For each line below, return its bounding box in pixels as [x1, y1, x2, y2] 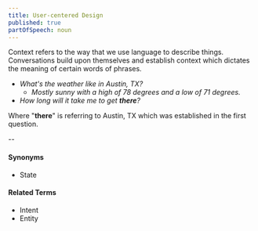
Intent [19, 205, 39, 215]
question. [8, 119, 39, 129]
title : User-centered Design [8, 11, 104, 20]
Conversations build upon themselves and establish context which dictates [8, 56, 250, 65]
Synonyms [8, 152, 45, 161]
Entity [19, 213, 39, 223]
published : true [8, 19, 61, 27]
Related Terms [8, 188, 56, 197]
